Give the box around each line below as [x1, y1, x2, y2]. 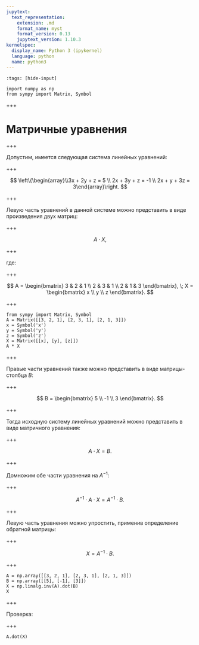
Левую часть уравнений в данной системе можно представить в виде [6, 206, 186, 214]
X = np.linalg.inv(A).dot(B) [6, 583, 79, 589]
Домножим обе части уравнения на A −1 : [6, 471, 110, 479]
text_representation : [11, 14, 66, 20]
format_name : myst [17, 25, 63, 32]
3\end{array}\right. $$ [72, 183, 128, 190]
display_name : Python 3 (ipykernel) [11, 48, 102, 54]
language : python [11, 53, 55, 59]
